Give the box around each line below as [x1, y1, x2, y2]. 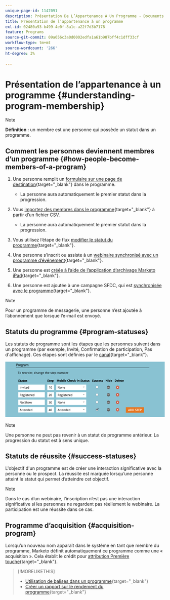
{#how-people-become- [60, 154, 139, 163]
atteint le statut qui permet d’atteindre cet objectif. [5, 476, 110, 482]
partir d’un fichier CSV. [12, 212, 60, 218]
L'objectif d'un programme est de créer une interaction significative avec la [5, 465, 162, 471]
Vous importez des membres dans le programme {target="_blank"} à [12, 207, 155, 213]
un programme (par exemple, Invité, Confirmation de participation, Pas [5, 346, 153, 352]
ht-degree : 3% [5, 51, 35, 56]
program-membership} [5, 100, 105, 111]
